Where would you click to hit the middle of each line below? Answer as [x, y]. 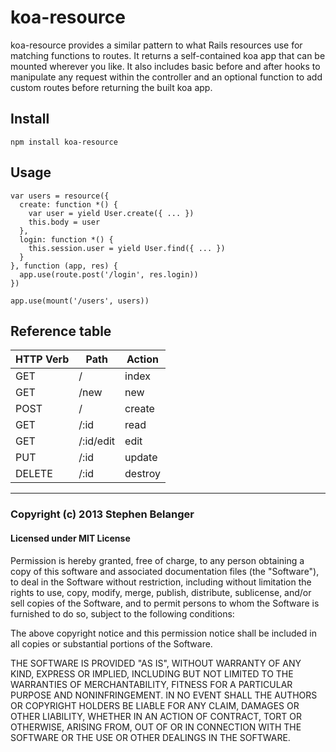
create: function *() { [68, 204]
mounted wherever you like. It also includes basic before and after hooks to [165, 66]
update [141, 458]
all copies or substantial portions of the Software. [111, 643]
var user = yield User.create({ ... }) [111, 213]
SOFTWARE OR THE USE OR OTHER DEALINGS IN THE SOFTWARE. [150, 737]
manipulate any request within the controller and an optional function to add [166, 77]
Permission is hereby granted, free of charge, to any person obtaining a [157, 560]
